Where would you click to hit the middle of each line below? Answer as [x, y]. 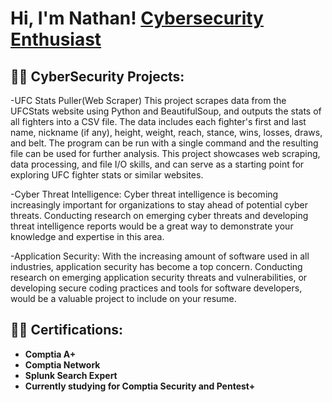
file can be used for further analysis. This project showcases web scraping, [165, 153]
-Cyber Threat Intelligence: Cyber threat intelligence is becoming [144, 194]
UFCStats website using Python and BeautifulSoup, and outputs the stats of [166, 111]
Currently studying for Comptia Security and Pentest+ [140, 386]
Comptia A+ [50, 354]
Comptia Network [62, 364]
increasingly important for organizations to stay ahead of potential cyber [159, 205]
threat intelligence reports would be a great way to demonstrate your [152, 226]
